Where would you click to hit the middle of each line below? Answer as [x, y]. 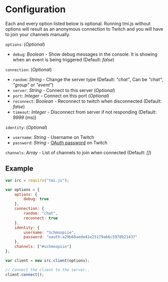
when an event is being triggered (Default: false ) [63, 59]
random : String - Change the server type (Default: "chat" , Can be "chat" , [88, 79]
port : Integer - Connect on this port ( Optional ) [61, 96]
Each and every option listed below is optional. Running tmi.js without [78, 24]
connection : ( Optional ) [29, 69]
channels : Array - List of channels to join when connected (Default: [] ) [78, 152]
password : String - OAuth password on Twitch [60, 143]
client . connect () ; [25, 274]
